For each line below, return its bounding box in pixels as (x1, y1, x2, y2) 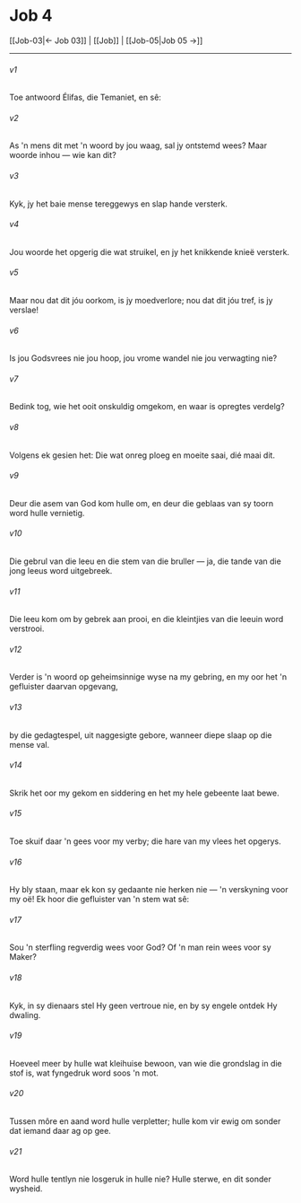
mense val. (9, 739, 50, 750)
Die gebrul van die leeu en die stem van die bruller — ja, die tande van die (9, 556, 282, 566)
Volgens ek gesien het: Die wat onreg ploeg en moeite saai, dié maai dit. (9, 450, 276, 461)
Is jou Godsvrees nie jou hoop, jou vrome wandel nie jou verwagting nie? (9, 353, 278, 364)
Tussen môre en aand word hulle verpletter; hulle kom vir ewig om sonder (9, 1116, 281, 1127)
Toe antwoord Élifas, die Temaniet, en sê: (9, 92, 161, 103)
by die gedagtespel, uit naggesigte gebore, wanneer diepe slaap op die (9, 729, 272, 741)
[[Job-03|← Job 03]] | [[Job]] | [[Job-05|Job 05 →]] (9, 35, 203, 46)
